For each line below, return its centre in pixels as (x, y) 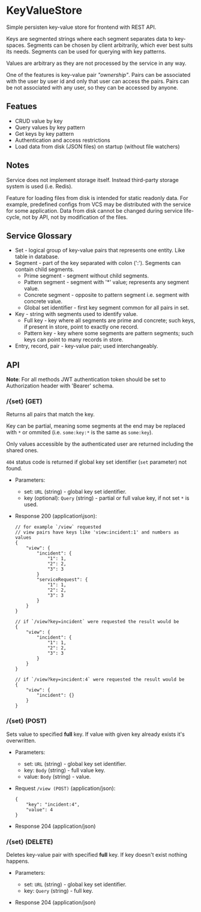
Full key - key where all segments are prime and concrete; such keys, (109, 321)
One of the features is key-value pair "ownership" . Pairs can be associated (98, 74)
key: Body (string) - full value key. (64, 770)
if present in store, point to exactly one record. (81, 327)
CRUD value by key (39, 121)
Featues (22, 107)
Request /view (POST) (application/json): (65, 788)
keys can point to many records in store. (73, 339)
